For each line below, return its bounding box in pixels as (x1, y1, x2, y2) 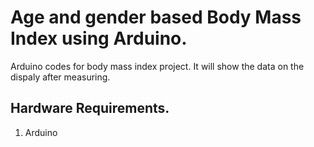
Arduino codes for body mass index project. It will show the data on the (10, 60, 305, 72)
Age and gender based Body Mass (10, 6, 302, 29)
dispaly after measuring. (10, 71, 111, 83)
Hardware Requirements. (10, 100, 170, 117)
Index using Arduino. (10, 27, 188, 50)
